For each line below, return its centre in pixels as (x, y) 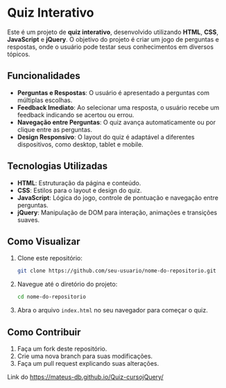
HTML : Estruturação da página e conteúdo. (79, 183)
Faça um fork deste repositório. (62, 348)
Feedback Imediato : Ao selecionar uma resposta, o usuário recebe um (118, 107)
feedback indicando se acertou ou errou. (76, 115)
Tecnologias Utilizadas (58, 166)
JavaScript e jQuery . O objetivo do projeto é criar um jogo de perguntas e (113, 39)
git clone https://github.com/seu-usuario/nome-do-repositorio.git (116, 271)
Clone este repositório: (50, 258)
